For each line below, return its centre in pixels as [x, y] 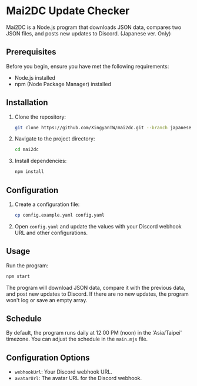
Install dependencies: [41, 161]
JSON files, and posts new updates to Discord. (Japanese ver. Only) [89, 33]
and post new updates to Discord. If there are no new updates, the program [98, 294]
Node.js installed [35, 77]
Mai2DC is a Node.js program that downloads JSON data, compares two [94, 27]
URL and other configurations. [51, 233]
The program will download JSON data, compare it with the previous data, [96, 287]
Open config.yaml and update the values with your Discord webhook [98, 226]
